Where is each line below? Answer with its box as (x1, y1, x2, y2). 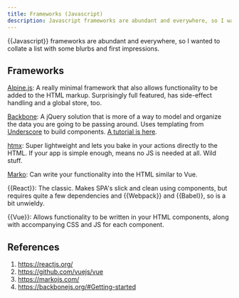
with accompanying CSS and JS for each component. (7, 220, 165, 229)
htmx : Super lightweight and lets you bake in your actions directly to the (7, 142, 218, 150)
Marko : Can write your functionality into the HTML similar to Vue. (7, 170, 198, 179)
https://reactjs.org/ (17, 260, 73, 269)
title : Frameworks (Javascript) (7, 10, 103, 18)
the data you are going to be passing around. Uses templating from (7, 120, 204, 129)
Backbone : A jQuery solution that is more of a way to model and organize (7, 112, 222, 121)
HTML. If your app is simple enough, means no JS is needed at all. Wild (7, 149, 217, 157)
